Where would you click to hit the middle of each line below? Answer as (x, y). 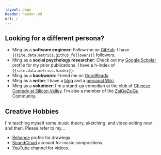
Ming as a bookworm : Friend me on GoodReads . (61, 76)
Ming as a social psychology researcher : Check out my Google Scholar (84, 60)
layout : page (18, 9)
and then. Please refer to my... (35, 128)
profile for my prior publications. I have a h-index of (64, 65)
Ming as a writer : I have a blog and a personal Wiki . (64, 81)
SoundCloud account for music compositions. (58, 143)
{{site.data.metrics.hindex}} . (43, 70)
